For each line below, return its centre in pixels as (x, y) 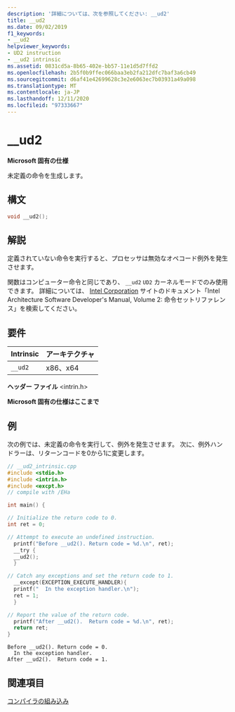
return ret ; (31, 628)
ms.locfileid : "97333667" (45, 106)
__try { (25, 550)
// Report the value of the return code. (69, 615)
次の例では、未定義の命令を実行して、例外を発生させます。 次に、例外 (109, 444)
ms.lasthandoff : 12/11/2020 (48, 99)
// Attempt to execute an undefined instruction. (81, 537)
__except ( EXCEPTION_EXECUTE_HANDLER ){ (70, 583)
